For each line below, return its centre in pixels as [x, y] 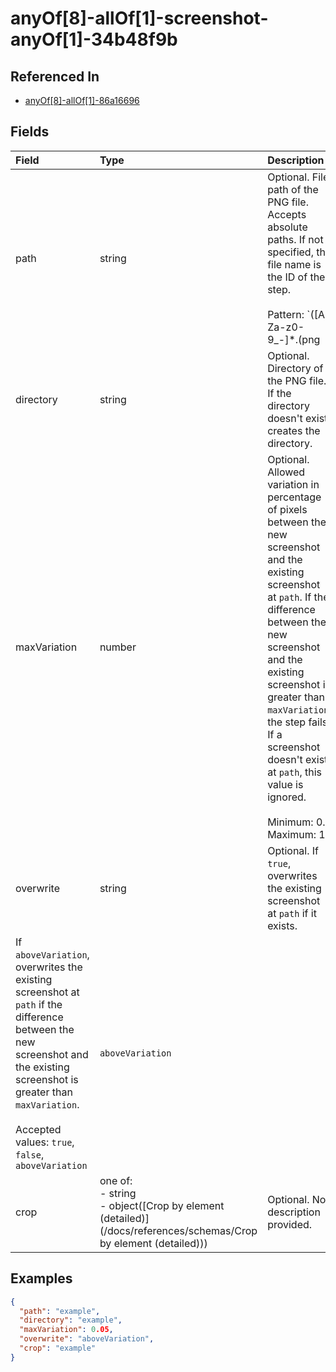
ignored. [287, 797]
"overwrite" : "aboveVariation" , [87, 1339]
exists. [282, 925]
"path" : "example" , [60, 1311]
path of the [293, 189]
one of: [116, 1180]
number [118, 647]
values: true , [45, 1142]
